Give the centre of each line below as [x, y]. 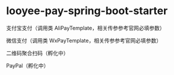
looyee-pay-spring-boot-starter [87, 11]
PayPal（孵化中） [28, 66]
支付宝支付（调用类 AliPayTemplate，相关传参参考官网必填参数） [86, 28]
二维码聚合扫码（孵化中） [37, 53]
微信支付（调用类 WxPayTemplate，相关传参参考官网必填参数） [84, 40]
